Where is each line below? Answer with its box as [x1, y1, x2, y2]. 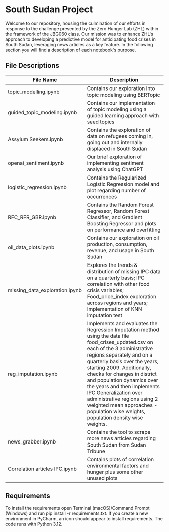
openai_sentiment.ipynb [8, 159, 64, 166]
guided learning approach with [87, 112, 159, 119]
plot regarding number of [87, 187, 146, 194]
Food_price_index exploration [87, 293, 157, 300]
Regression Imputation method [87, 326, 159, 333]
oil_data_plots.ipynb [8, 244, 55, 251]
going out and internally [87, 139, 143, 146]
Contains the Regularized [87, 174, 147, 181]
